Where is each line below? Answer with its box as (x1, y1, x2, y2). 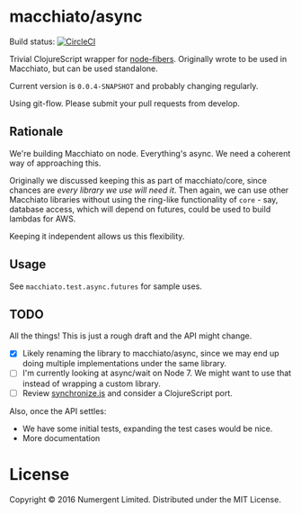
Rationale (9, 124, 64, 140)
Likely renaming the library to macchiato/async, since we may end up (22, 348, 280, 359)
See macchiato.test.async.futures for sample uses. (9, 281, 202, 292)
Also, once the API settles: (9, 405, 107, 416)
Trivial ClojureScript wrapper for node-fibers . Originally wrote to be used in (9, 53, 288, 64)
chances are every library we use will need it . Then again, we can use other (9, 185, 289, 195)
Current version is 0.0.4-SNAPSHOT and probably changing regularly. (9, 80, 259, 91)
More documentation (22, 432, 101, 443)
